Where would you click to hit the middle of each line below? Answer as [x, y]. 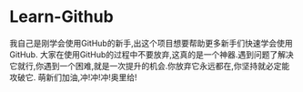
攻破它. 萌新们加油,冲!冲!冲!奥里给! [74, 77]
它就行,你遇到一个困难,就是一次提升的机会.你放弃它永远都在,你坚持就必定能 [150, 66]
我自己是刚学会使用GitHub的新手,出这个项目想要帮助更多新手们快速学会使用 [151, 43]
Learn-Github [61, 17]
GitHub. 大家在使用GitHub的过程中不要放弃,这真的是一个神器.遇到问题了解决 [151, 54]
